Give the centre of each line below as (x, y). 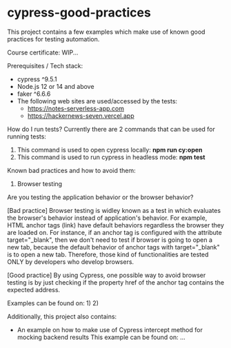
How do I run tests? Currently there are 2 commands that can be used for (111, 129)
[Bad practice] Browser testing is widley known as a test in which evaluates (114, 210)
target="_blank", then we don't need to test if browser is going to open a (110, 240)
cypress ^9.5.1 (37, 79)
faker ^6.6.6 (34, 94)
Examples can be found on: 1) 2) (53, 303)
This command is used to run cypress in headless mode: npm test (111, 157)
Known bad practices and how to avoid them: (71, 170)
